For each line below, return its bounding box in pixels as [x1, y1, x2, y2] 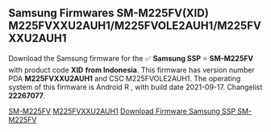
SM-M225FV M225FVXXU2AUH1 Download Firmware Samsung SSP [8, 106, 236, 116]
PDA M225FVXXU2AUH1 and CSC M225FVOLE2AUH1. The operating [8, 73, 241, 83]
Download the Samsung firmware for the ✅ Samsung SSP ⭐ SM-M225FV [8, 53, 254, 63]
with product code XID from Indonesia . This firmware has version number [8, 64, 256, 75]
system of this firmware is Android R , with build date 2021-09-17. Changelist [8, 82, 263, 92]
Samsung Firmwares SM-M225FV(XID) [8, 6, 210, 20]
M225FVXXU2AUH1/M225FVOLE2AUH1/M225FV [8, 19, 262, 33]
